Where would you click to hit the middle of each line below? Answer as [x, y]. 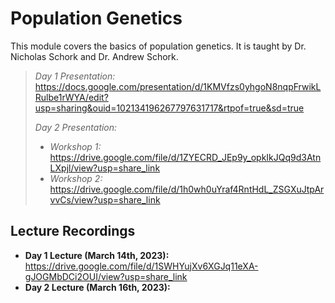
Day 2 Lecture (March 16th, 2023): [97, 287]
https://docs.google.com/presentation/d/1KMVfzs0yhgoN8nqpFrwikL [178, 86]
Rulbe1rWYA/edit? [71, 97]
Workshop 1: [75, 146]
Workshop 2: [76, 178]
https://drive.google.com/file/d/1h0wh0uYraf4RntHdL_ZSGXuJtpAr [187, 189]
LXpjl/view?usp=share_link [105, 168]
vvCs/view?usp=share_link [105, 199]
